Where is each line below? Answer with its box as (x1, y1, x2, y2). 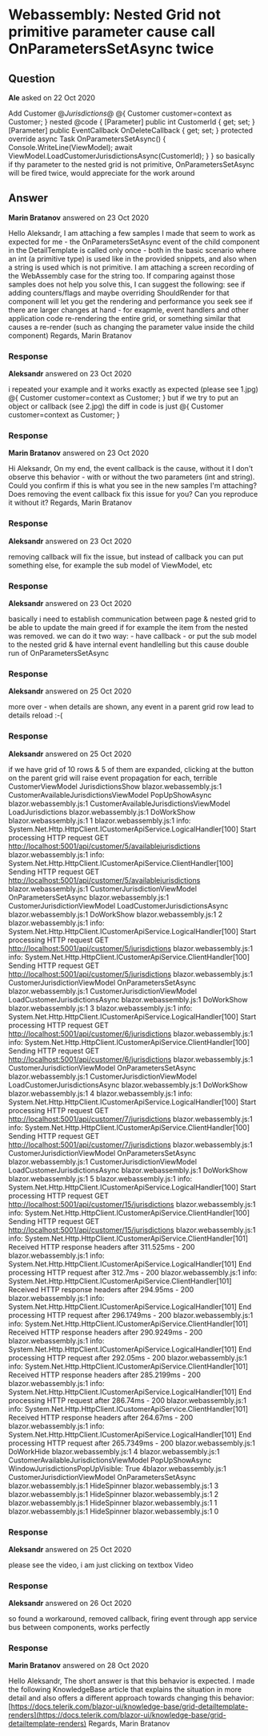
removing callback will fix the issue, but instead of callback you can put (8, 551, 244, 561)
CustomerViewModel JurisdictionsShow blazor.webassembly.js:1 (8, 781, 222, 791)
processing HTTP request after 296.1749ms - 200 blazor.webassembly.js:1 (8, 1310, 254, 1319)
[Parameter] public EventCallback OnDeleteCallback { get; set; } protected (8, 126, 254, 135)
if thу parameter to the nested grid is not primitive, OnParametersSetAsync (8, 160, 254, 169)
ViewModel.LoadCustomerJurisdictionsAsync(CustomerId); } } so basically (8, 151, 255, 161)
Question (8, 71, 55, 85)
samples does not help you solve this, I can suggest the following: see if (8, 279, 246, 289)
